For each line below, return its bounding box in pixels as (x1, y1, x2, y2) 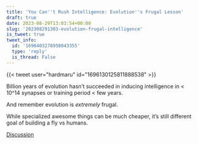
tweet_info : (6, 37, 37, 43)
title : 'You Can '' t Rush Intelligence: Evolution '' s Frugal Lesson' (6, 9, 184, 15)
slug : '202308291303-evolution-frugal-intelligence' (6, 26, 143, 32)
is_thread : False (12, 54, 56, 60)
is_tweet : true (6, 32, 45, 38)
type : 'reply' (12, 49, 48, 55)
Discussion (6, 131, 34, 138)
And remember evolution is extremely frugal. (6, 101, 118, 108)
